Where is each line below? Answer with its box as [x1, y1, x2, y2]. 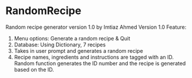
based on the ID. [14, 66, 54, 73]
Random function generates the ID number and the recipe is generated [14, 60, 186, 67]
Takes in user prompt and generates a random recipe [14, 47, 144, 54]
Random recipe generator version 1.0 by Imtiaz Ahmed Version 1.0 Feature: [5, 23, 187, 30]
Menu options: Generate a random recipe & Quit [14, 35, 131, 42]
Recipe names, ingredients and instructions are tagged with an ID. [14, 53, 174, 60]
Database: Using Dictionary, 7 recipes [14, 41, 106, 48]
